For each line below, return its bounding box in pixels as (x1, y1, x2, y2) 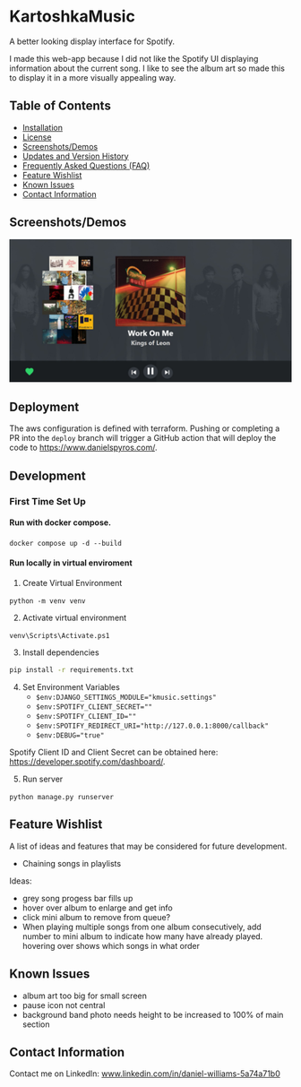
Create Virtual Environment (21, 578, 123, 589)
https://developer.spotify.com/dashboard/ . (9, 755, 166, 767)
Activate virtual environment (21, 612, 127, 624)
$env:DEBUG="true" (35, 730, 105, 740)
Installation (21, 122, 64, 133)
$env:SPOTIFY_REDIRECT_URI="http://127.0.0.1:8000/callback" (35, 721, 269, 730)
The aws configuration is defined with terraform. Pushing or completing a (9, 423, 280, 434)
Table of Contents (9, 99, 112, 114)
